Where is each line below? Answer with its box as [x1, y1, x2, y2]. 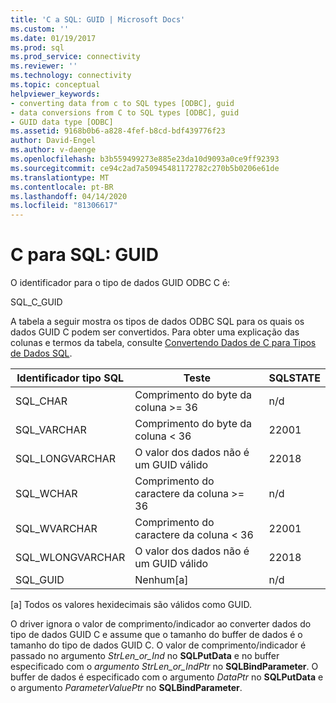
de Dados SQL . [10, 347, 73, 360]
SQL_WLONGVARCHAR [15, 551, 126, 565]
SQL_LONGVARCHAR [15, 452, 117, 466]
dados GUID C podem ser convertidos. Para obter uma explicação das [10, 326, 300, 338]
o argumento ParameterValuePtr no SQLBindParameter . [10, 682, 243, 694]
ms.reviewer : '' [10, 61, 78, 71]
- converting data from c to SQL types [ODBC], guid [10, 98, 235, 108]
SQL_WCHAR [15, 487, 78, 501]
